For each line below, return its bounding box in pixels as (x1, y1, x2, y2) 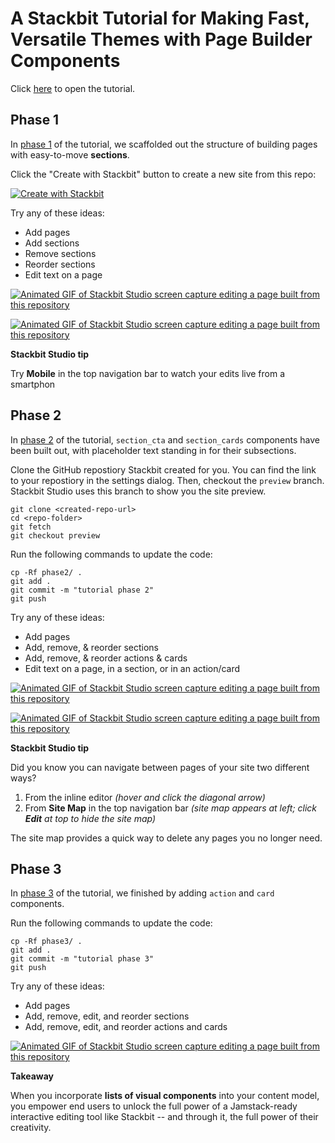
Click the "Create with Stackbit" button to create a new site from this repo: (10, 168, 317, 180)
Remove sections (24, 247, 97, 259)
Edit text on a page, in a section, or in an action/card (24, 662, 241, 674)
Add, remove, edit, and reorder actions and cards (24, 1021, 228, 1033)
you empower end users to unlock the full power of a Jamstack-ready (10, 1100, 298, 1112)
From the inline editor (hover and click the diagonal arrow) (24, 791, 266, 803)
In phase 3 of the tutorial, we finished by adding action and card (10, 887, 275, 899)
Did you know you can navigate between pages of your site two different (10, 761, 310, 773)
